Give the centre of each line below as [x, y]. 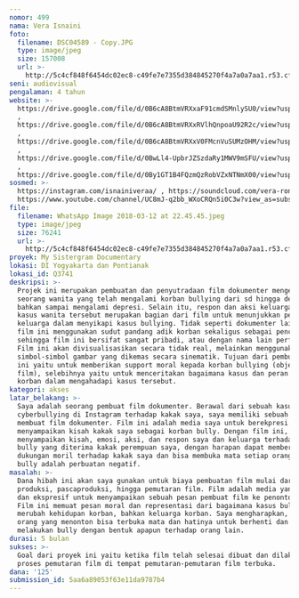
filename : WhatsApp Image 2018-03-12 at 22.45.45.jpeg [121, 216]
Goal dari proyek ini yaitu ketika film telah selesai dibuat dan [143, 555]
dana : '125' [31, 572]
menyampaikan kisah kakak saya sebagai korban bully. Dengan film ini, [153, 431]
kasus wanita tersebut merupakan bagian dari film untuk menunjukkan [149, 315]
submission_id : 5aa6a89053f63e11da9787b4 [87, 580]
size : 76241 [40, 232]
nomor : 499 [29, 17]
